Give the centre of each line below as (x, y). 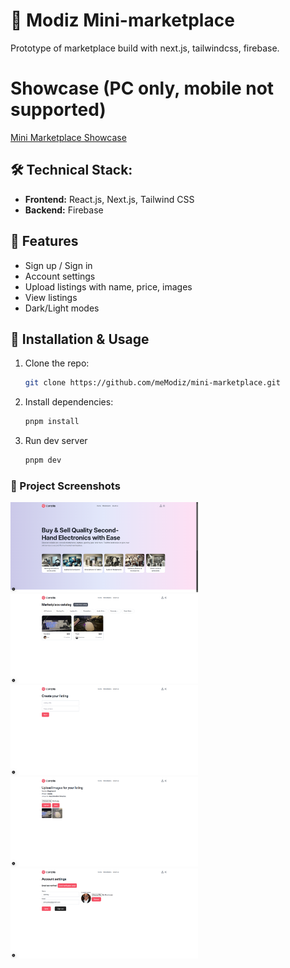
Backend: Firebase (64, 210)
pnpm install (52, 422)
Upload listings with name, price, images (108, 286)
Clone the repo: (57, 363)
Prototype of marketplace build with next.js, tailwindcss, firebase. (145, 48)
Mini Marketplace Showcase (68, 137)
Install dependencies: (69, 402)
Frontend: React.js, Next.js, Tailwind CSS (109, 199)
